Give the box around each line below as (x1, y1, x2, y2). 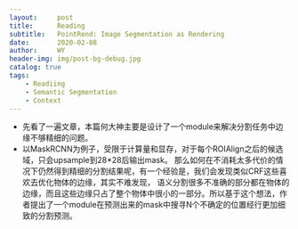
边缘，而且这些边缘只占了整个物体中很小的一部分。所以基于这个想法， (21, 188, 280, 199)
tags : (9, 71, 29, 80)
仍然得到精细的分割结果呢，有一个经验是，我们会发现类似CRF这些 (37, 166, 280, 176)
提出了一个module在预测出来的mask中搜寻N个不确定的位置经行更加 (29, 200, 278, 210)
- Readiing (25, 79, 66, 88)
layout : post (9, 12, 74, 22)
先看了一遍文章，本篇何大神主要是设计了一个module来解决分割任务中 (21, 121, 276, 132)
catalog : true (9, 63, 62, 72)
